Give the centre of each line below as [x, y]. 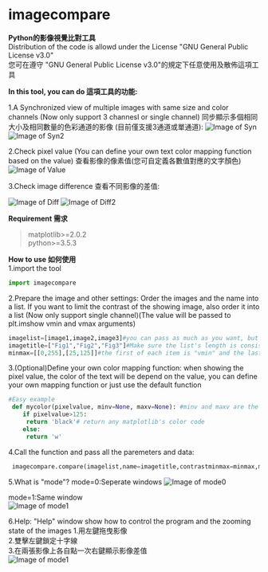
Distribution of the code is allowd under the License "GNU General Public [128, 46]
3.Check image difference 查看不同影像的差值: [84, 186]
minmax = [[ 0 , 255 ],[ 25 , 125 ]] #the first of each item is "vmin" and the [126, 353]
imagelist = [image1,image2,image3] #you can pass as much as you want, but [134, 338]
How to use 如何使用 [42, 259]
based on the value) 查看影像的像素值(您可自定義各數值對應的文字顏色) [125, 160]
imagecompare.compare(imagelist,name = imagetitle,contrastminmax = [122, 466]
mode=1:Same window [45, 497]
